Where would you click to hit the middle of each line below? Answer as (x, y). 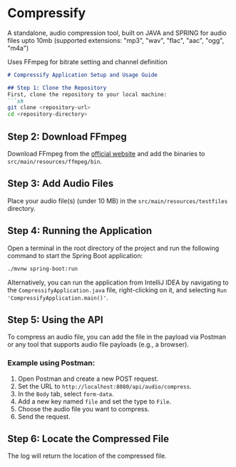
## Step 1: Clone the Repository (57, 88)
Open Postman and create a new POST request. (88, 379)
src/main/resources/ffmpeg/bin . (55, 161)
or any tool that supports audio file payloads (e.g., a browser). (98, 344)
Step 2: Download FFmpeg (67, 137)
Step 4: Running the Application (80, 231)
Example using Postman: (51, 363)
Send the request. (44, 416)
